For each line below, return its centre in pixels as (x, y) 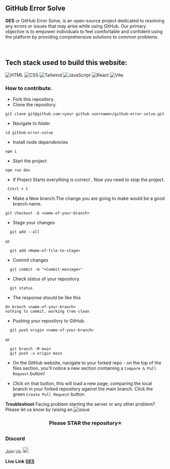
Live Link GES (20, 461)
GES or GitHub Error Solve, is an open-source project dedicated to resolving (85, 20)
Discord (15, 438)
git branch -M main (30, 349)
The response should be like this (47, 298)
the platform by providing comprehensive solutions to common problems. (82, 37)
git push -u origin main (36, 353)
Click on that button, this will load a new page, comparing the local (82, 383)
